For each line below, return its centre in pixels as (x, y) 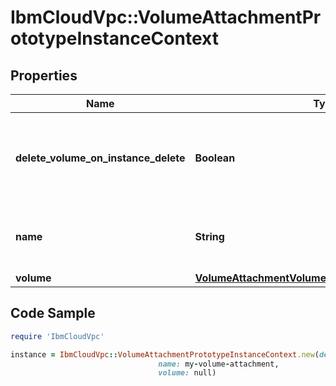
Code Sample (53, 313)
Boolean (215, 158)
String (209, 236)
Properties (44, 75)
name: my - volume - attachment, (219, 364)
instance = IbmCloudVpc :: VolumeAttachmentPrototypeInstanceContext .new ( (165, 354)
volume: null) (187, 373)
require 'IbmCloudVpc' (57, 336)
